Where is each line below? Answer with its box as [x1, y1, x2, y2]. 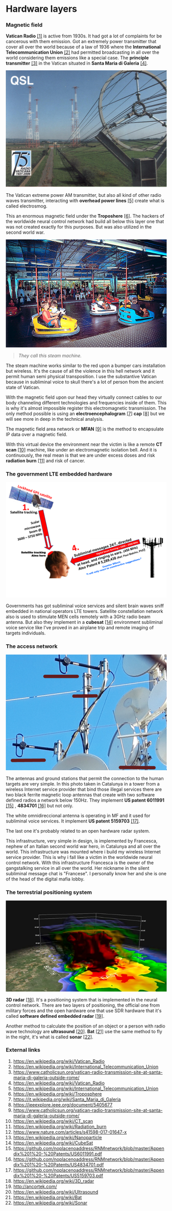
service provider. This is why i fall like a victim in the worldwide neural [6, 854, 153, 860]
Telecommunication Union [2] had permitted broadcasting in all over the [6, 49, 160, 55]
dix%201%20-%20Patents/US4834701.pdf [13, 1161, 104, 1167]
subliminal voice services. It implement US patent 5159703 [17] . [6, 818, 140, 824]
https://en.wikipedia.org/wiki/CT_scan [13, 1118, 93, 1124]
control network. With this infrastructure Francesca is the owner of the [6, 859, 154, 866]
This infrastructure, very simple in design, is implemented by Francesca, [6, 837, 158, 844]
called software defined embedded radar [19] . [6, 1013, 105, 1019]
